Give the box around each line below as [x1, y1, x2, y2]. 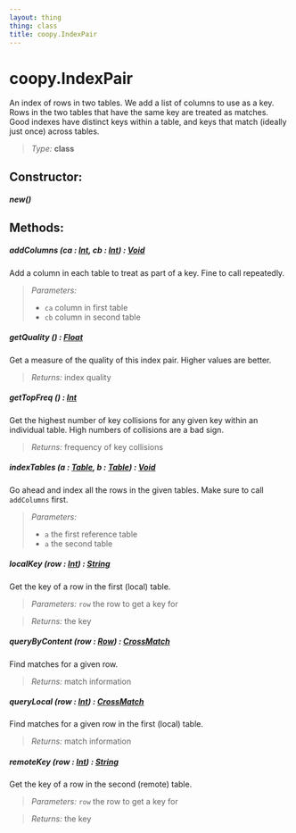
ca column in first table [44, 302, 128, 312]
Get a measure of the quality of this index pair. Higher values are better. [9, 354, 272, 365]
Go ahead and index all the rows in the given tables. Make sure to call [9, 484, 265, 496]
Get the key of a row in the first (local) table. [9, 581, 171, 592]
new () [9, 194, 32, 205]
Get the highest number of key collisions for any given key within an [9, 414, 259, 425]
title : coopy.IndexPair [9, 29, 98, 38]
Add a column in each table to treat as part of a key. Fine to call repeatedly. [9, 267, 285, 278]
